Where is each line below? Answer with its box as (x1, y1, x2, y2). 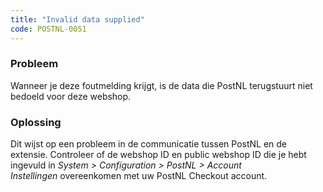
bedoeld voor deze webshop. (10, 90, 132, 102)
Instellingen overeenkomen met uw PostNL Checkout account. (10, 170, 268, 182)
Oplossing (10, 115, 62, 129)
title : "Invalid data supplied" (10, 14, 145, 25)
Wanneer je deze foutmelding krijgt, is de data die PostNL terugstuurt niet (10, 79, 313, 91)
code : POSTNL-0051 (10, 24, 87, 34)
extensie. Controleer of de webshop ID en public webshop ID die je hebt (10, 149, 307, 161)
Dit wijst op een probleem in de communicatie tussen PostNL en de (10, 138, 288, 150)
